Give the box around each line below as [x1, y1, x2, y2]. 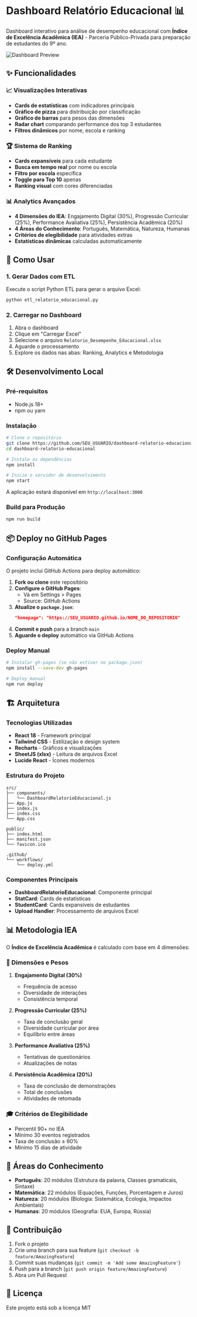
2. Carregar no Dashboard [6, 311, 82, 319]
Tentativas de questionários [23, 1054, 91, 1061]
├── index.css [6, 810, 41, 817]
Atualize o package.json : [14, 604, 74, 611]
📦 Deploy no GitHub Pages [6, 533, 107, 543]
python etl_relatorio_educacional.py [6, 297, 98, 303]
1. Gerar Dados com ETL [6, 272, 75, 280]
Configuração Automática [6, 554, 82, 562]
